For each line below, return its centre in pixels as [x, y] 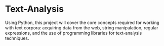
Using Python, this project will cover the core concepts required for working [82, 23]
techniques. [17, 38]
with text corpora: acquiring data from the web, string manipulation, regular [82, 27]
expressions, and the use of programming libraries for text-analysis [74, 33]
